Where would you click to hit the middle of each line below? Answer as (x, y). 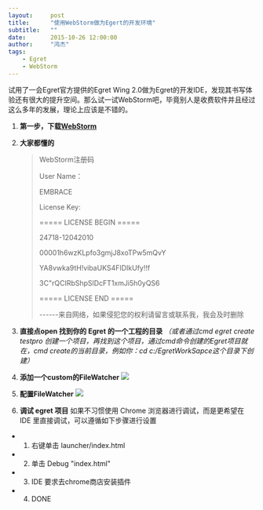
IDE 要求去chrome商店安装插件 (81, 481)
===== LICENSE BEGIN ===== (89, 222)
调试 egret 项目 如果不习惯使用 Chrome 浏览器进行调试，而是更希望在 (132, 410)
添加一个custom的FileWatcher (69, 377)
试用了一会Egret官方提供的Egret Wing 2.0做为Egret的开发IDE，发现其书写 (127, 89)
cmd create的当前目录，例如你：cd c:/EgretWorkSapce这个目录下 (140, 351)
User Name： (61, 176)
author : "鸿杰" (39, 45)
